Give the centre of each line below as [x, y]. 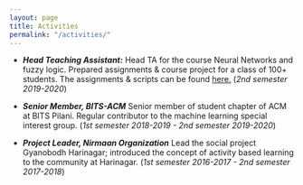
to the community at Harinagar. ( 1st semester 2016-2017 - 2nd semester [156, 162]
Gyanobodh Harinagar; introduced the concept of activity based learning [158, 153]
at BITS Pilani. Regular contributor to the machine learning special [145, 116]
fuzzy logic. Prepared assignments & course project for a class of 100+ [155, 69]
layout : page [34, 18]
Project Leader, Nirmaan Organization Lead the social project [139, 143]
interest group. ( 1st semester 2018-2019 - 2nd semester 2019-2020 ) [149, 125]
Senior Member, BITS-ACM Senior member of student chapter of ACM [155, 106]
